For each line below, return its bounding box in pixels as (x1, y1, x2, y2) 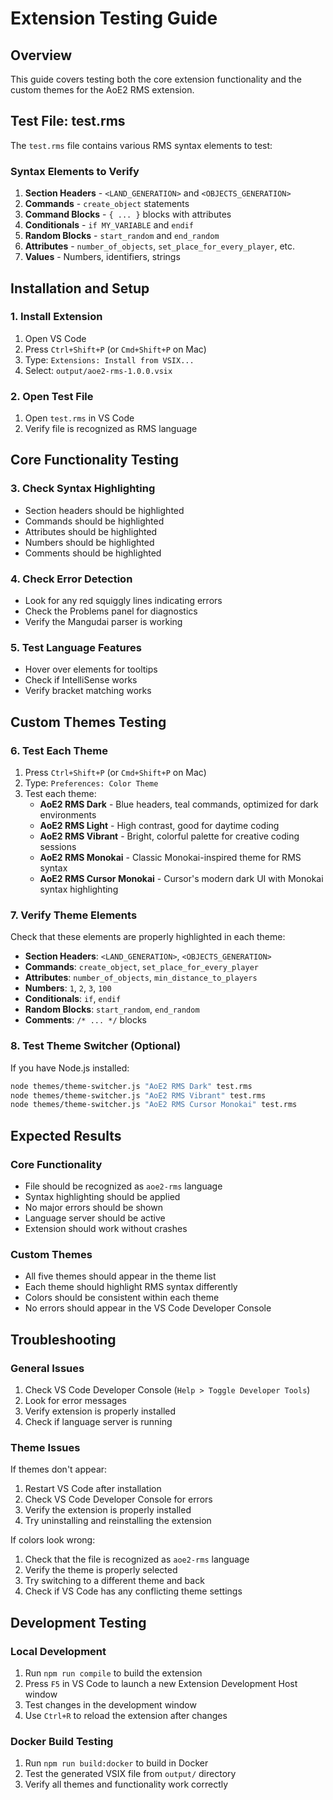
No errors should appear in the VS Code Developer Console (24, 1302, 272, 1314)
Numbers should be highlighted (24, 536, 155, 548)
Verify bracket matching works (24, 685, 152, 697)
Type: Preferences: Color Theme (24, 777, 159, 789)
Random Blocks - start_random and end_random (24, 230, 220, 242)
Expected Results (10, 1127, 122, 1144)
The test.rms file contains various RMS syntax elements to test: (10, 139, 273, 151)
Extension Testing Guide (10, 7, 218, 30)
